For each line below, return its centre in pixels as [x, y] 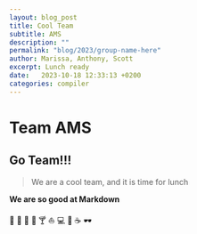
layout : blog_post [43, 17]
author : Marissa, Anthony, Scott [71, 59]
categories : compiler [49, 84]
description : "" [39, 42]
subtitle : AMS [36, 34]
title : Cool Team [41, 26]
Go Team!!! [41, 161]
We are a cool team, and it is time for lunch [110, 182]
